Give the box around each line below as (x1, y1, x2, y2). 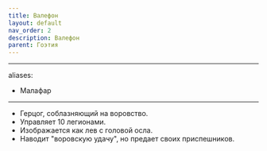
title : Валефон (8, 11, 59, 20)
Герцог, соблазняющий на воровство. (19, 109, 149, 118)
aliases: (8, 71, 33, 80)
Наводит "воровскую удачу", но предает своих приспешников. (19, 134, 235, 144)
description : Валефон (8, 33, 80, 42)
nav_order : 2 (8, 26, 52, 34)
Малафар (19, 86, 52, 95)
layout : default (8, 19, 62, 27)
